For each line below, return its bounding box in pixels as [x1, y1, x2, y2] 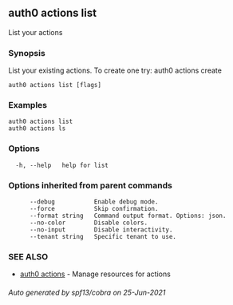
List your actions [8, 27, 63, 37]
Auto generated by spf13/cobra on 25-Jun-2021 [8, 287, 166, 297]
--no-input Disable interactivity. [29, 226, 173, 234]
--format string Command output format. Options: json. [29, 212, 227, 220]
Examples [8, 100, 48, 111]
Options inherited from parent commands [8, 180, 173, 191]
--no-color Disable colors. [29, 219, 148, 227]
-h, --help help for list [15, 161, 109, 169]
